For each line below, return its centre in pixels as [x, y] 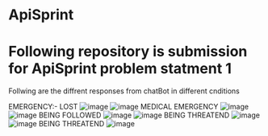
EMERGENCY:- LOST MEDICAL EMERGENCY [113, 107]
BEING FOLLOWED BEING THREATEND [134, 115]
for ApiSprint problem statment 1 [120, 69]
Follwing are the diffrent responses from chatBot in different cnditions [124, 91]
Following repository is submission [128, 52]
